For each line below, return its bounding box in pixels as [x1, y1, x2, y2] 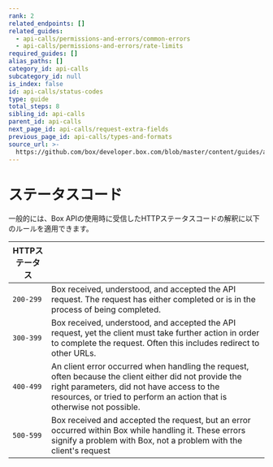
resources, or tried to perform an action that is [51, 391, 227, 403]
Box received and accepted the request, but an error [51, 415, 251, 426]
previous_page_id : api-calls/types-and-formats [8, 132, 173, 141]
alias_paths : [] [8, 58, 63, 66]
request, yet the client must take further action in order [51, 327, 260, 339]
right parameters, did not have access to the [51, 381, 220, 392]
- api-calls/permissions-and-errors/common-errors [15, 34, 191, 43]
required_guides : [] [8, 50, 79, 58]
